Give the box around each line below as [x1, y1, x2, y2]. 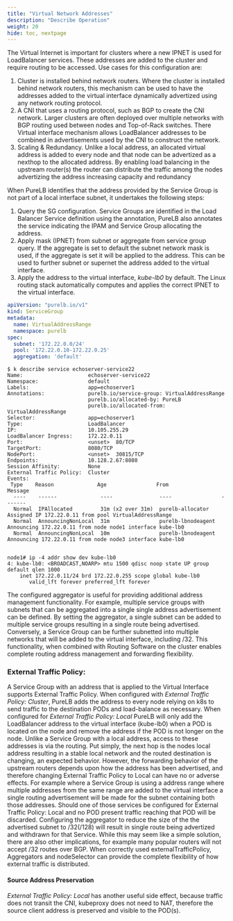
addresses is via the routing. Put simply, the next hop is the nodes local [7, 742, 211, 750]
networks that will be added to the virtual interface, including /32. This [7, 635, 208, 643]
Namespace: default [7, 378, 110, 385]
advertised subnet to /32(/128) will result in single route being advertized [7, 823, 215, 831]
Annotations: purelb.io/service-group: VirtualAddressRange [7, 390, 225, 397]
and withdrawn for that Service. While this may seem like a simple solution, [7, 831, 221, 839]
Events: [7, 475, 30, 483]
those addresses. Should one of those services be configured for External [7, 801, 218, 809]
